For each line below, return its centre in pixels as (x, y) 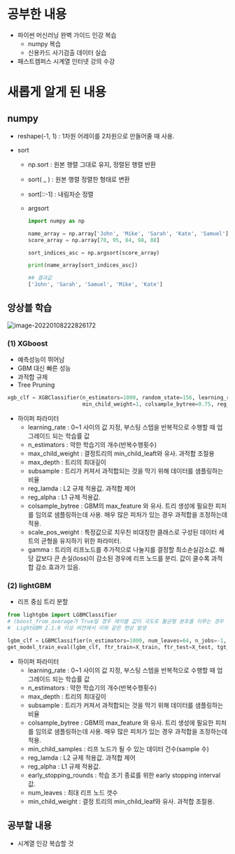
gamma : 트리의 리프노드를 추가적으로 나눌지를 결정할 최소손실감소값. (122, 549)
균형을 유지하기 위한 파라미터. (81, 541)
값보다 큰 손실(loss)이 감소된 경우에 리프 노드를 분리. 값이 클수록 (122, 558)
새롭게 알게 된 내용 (57, 92)
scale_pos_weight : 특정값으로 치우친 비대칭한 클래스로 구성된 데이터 (122, 532)
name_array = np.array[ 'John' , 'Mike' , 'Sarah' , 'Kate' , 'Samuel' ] (128, 234)
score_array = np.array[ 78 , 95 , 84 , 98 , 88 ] (94, 240)
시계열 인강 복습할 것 (45, 844)
